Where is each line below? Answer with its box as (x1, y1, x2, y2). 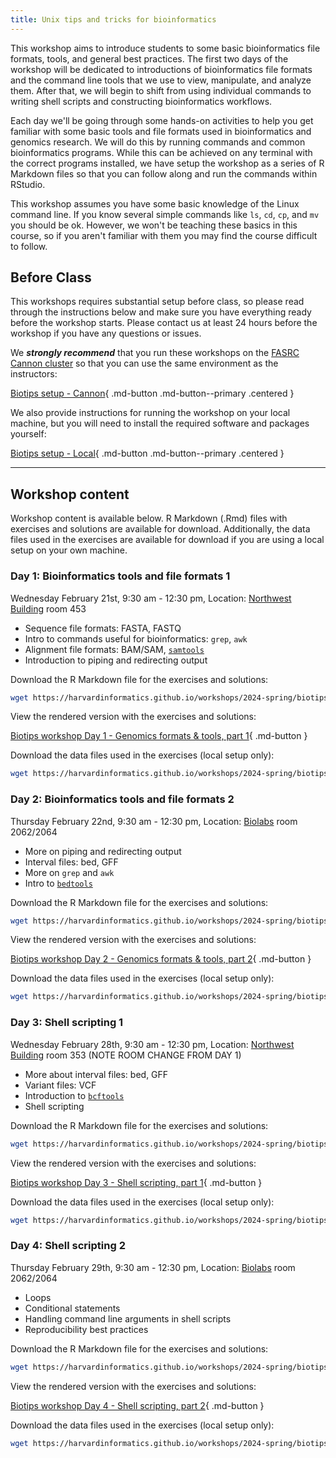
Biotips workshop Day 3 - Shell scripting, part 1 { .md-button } (10, 1176, 263, 1188)
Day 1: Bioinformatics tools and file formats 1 (10, 569, 231, 583)
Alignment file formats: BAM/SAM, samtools (24, 643, 205, 655)
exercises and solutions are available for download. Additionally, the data (10, 523, 311, 535)
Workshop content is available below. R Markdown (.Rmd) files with (10, 512, 288, 525)
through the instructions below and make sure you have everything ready (10, 306, 312, 318)
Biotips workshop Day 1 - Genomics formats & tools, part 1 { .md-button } (10, 730, 308, 742)
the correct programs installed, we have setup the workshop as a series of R (10, 157, 325, 169)
